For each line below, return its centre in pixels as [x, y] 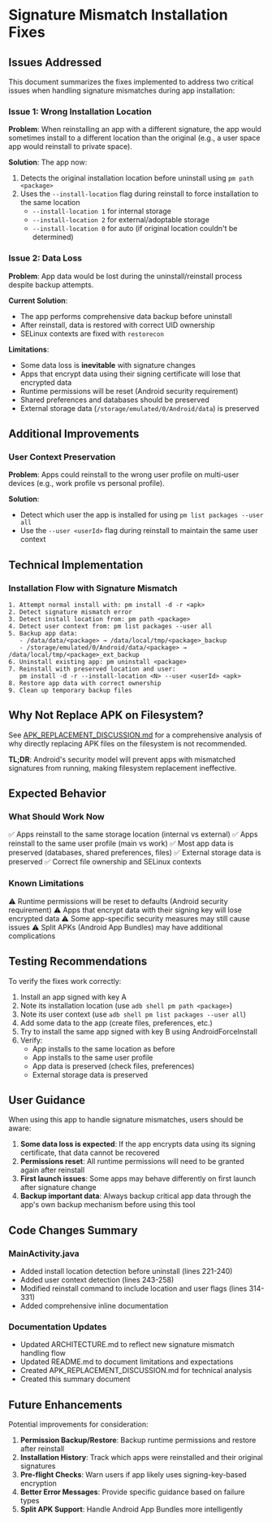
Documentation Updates [58, 1327]
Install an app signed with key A [73, 997]
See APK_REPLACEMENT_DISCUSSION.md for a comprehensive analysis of [135, 735]
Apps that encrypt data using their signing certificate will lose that [130, 374]
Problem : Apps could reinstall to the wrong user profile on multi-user [124, 475]
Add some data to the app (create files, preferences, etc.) [116, 1022]
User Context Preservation [62, 457]
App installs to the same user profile [93, 1057]
